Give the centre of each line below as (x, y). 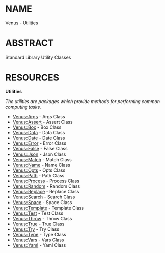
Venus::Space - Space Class (42, 202)
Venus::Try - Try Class (36, 229)
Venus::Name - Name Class (41, 165)
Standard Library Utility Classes (38, 57)
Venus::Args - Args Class (39, 116)
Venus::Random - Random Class (46, 186)
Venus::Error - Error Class (39, 143)
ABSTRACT (30, 43)
